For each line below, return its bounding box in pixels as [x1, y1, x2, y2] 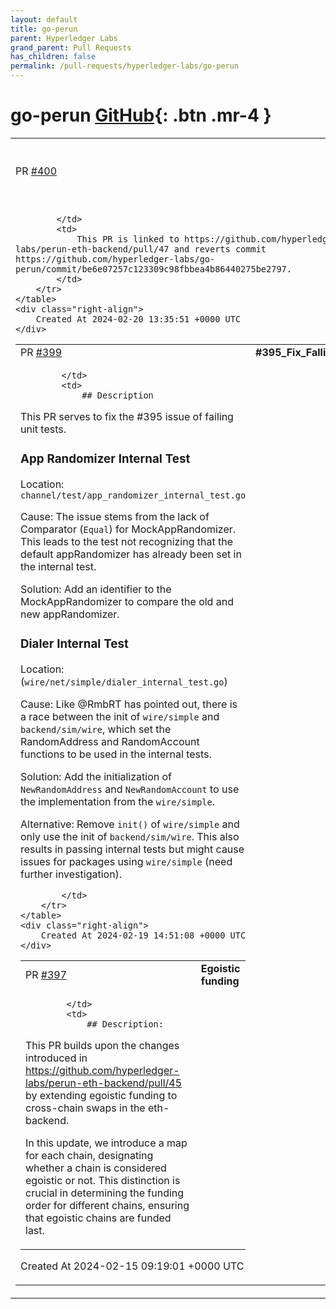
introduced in [25, 1051, 88, 1065]
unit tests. [20, 422, 67, 436]
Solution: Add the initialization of [20, 769, 173, 783]
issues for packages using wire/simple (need [20, 854, 233, 868]
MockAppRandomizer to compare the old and [20, 594, 234, 608]
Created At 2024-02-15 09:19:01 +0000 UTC [20, 1259, 245, 1273]
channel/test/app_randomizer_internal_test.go [20, 489, 247, 501]
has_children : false [10, 52, 97, 62]
